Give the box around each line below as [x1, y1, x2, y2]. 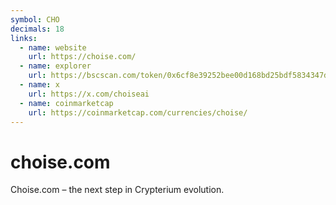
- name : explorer [19, 61, 92, 71]
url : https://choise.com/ [28, 52, 137, 62]
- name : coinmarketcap [19, 98, 114, 108]
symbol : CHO [10, 14, 60, 25]
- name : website [19, 42, 87, 53]
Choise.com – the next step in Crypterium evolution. [10, 184, 225, 196]
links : [10, 33, 38, 43]
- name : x [19, 80, 60, 90]
